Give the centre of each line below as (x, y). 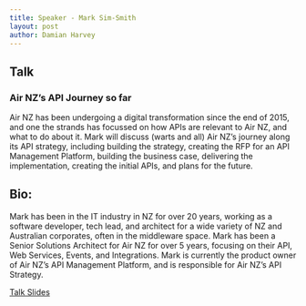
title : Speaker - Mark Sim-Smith (73, 18)
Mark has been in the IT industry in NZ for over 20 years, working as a (141, 216)
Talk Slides (30, 291)
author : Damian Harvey (52, 35)
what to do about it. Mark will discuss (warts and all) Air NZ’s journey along (150, 137)
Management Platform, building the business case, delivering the (131, 157)
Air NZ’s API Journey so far (71, 97)
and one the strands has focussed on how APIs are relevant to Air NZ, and (148, 127)
